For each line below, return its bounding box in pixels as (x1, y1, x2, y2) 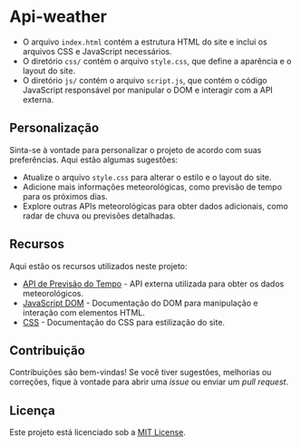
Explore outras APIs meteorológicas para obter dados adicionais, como (22, 200, 288, 211)
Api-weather (9, 6, 107, 27)
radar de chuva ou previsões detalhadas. (22, 210, 176, 221)
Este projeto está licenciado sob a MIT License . (9, 427, 186, 438)
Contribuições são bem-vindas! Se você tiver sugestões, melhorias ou (9, 367, 272, 378)
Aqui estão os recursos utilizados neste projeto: (9, 260, 188, 271)
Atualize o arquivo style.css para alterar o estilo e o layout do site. (22, 171, 272, 182)
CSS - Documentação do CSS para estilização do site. (22, 316, 225, 327)
